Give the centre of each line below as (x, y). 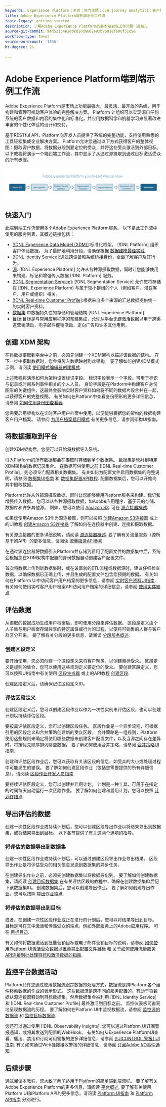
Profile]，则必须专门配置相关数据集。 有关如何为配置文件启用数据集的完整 (80, 472)
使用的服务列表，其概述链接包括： (40, 234)
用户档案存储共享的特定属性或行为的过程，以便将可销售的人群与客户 (91, 629)
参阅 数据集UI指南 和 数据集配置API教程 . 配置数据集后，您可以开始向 (87, 478)
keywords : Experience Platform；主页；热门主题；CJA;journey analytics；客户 (83, 10)
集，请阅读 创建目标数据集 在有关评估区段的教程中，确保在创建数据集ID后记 (82, 881)
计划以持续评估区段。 (27, 716)
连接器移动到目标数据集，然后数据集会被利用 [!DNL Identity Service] (87, 997)
